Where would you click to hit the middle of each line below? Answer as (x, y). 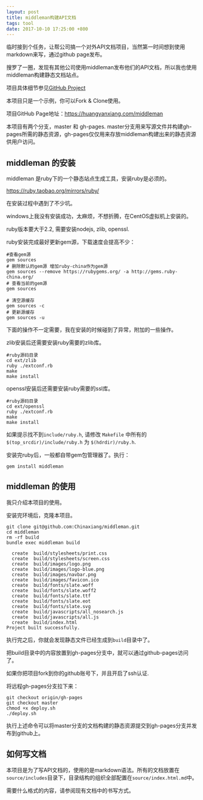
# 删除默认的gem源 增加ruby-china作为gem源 (57, 267)
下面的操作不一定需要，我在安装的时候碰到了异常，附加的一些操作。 (91, 330)
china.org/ (20, 277)
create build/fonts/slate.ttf (51, 596)
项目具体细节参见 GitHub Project (46, 88)
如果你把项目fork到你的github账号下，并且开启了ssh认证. (78, 673)
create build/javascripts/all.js (55, 617)
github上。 (30, 733)
